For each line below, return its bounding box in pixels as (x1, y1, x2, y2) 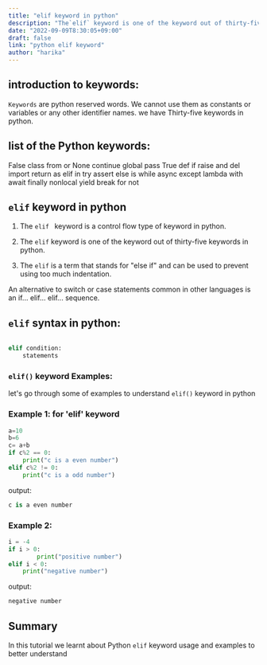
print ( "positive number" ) (37, 553, 123, 561)
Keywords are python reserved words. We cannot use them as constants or (8, 99, 252, 108)
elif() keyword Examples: (8, 370, 113, 381)
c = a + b (8, 441, 30, 450)
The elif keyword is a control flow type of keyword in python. (19, 221, 226, 231)
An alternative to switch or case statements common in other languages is (8, 284, 251, 295)
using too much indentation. (19, 269, 112, 279)
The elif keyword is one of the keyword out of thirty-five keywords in (19, 237, 249, 247)
